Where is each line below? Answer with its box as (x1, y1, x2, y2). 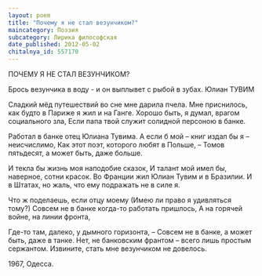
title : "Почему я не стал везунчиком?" (8, 19, 139, 27)
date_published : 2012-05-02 (8, 41, 100, 49)
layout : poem (8, 11, 51, 20)
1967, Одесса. (8, 260, 54, 268)
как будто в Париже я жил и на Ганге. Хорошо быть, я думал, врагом (8, 108, 240, 118)
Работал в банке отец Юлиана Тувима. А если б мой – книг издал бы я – (8, 132, 249, 141)
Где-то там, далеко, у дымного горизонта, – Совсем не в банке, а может (8, 227, 253, 236)
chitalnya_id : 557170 (8, 48, 79, 56)
